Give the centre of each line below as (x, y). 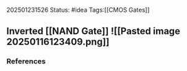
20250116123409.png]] (58, 42)
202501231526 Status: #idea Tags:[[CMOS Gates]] (78, 10)
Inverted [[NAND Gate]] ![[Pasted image (93, 31)
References (26, 61)
